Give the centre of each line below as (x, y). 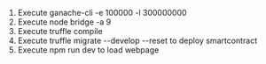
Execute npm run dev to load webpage (88, 50)
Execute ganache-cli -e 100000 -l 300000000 (102, 13)
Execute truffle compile (60, 31)
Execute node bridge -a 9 (64, 22)
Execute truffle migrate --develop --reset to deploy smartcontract (137, 40)
